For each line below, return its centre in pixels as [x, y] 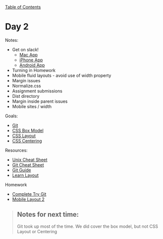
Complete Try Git [29, 194]
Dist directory [26, 96]
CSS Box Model [28, 130]
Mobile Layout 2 [28, 199]
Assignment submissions [37, 91]
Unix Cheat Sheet [30, 160]
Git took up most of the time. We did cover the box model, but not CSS [87, 226]
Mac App [28, 55]
